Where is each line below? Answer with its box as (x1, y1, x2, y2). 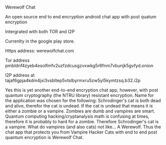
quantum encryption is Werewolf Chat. (5, 135, 84, 140)
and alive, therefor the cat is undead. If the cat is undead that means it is (5, 103, 153, 108)
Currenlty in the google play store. (5, 38, 75, 44)
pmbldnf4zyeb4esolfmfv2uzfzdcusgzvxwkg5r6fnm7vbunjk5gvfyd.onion (5, 63, 154, 68)
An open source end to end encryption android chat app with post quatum (5, 14, 157, 19)
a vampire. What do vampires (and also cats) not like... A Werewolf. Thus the (5, 124, 161, 130)
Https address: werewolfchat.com (5, 48, 74, 53)
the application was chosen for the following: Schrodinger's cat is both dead (5, 97, 161, 103)
